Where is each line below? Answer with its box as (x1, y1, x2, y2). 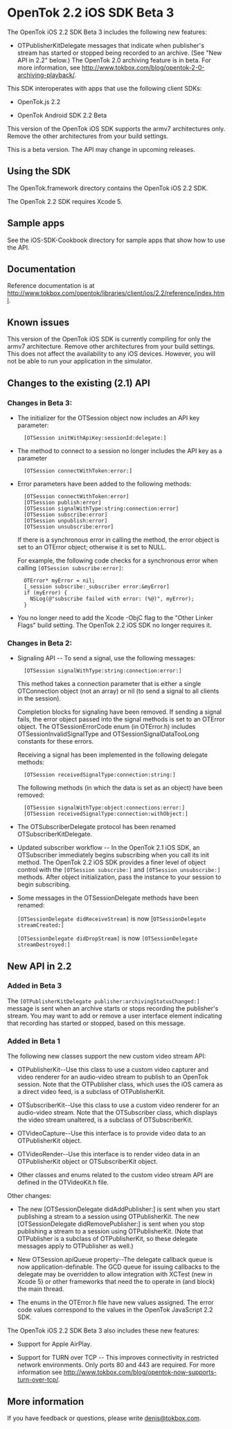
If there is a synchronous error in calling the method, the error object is (17, 536, 220, 544)
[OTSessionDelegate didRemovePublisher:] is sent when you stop (17, 1220, 205, 1229)
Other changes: (7, 1192, 52, 1200)
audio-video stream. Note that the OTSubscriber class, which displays (17, 1109, 217, 1117)
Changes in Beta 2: (7, 638, 73, 648)
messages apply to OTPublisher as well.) (17, 1242, 134, 1250)
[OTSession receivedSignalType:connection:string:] (24, 771, 176, 778)
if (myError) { (24, 589, 68, 596)
